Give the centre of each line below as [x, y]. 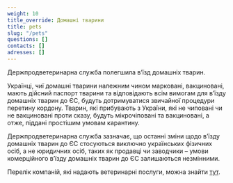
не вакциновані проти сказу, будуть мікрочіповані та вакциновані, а [109, 115]
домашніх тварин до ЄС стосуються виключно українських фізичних [110, 143]
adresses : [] [26, 53]
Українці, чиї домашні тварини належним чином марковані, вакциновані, [116, 86]
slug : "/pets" [28, 33]
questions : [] [28, 40]
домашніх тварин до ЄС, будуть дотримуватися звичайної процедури [111, 100]
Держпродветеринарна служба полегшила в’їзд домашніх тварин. [106, 72]
